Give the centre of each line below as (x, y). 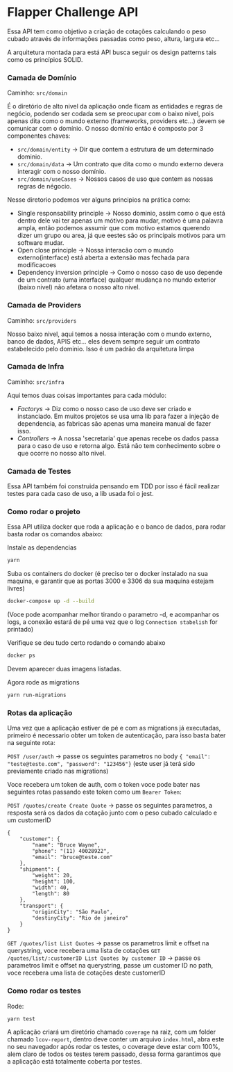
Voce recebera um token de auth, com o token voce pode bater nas (104, 785)
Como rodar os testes (44, 991)
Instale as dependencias (42, 547)
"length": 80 (51, 894)
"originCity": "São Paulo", (72, 912)
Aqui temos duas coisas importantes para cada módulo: (87, 395)
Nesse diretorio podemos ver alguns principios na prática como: (99, 200)
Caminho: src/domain (37, 93)
